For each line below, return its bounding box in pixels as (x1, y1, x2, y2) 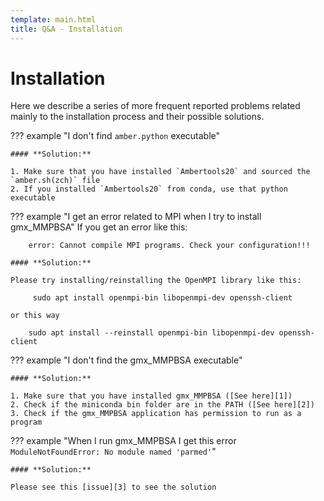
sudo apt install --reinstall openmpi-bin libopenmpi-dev (28, 328, 275, 338)
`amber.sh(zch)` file (10, 176, 101, 186)
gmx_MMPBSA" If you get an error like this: (10, 221, 188, 233)
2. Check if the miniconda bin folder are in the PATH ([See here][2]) (10, 400, 315, 410)
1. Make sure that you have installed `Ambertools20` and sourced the (10, 167, 311, 177)
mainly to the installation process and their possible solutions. (10, 111, 265, 123)
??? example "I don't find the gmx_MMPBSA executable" (10, 354, 243, 366)
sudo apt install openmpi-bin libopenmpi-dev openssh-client (32, 293, 293, 303)
